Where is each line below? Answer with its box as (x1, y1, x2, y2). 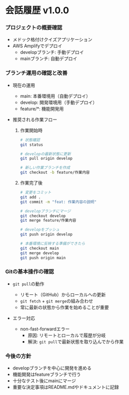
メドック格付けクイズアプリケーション (12, 37, 93, 43)
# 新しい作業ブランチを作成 (20, 165, 70, 170)
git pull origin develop (20, 156, 73, 161)
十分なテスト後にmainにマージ (12, 378, 76, 384)
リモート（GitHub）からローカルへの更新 (20, 291, 106, 297)
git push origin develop (20, 232, 73, 237)
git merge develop (20, 250, 59, 256)
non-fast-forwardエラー (20, 326, 70, 332)
